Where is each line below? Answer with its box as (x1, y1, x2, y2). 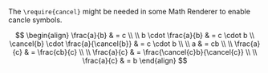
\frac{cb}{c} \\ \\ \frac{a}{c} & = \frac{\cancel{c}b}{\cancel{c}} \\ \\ (37, 48, 258, 56)
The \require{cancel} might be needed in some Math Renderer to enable (8, 7, 251, 16)
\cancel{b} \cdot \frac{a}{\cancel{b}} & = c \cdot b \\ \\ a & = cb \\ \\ (9, 39, 233, 48)
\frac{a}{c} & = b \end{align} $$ (82, 56, 188, 65)
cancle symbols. (8, 15, 63, 25)
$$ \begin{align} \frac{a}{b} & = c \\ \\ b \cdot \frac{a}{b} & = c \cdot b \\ (14, 31, 255, 40)
